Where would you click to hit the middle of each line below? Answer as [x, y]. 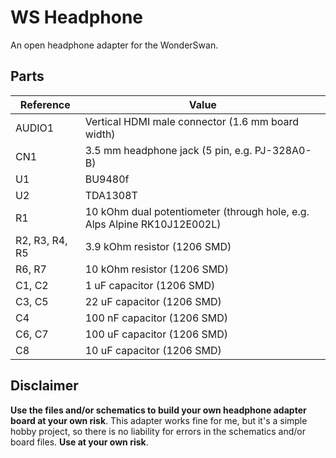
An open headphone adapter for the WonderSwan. [114, 45]
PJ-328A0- [283, 150]
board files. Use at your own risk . [79, 442]
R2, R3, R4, [41, 240]
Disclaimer [44, 386]
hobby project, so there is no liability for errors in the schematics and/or [158, 431]
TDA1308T [111, 195]
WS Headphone [76, 17]
